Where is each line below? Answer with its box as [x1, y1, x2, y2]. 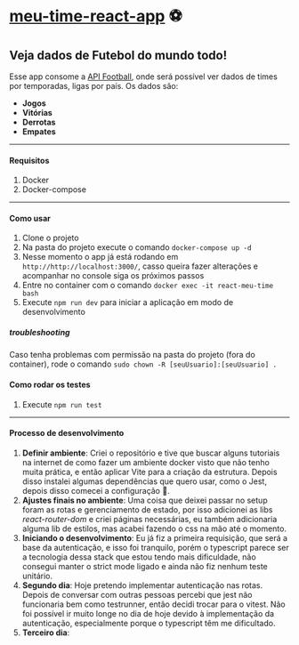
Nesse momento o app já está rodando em [21, 252, 179, 262]
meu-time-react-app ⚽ [9, 6, 182, 27]
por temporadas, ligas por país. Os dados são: [9, 81, 179, 91]
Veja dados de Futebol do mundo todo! [9, 47, 228, 62]
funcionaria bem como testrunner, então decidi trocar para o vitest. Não [21, 599, 287, 609]
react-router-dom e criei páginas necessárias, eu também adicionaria [21, 513, 278, 524]
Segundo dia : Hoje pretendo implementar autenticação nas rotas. [21, 579, 263, 591]
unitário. [21, 570, 53, 581]
